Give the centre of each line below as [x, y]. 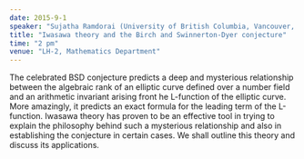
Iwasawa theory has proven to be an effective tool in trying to [160, 116]
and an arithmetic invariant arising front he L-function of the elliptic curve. [148, 97]
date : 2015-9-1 [38, 18]
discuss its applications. [55, 145]
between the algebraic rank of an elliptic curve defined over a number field [150, 87]
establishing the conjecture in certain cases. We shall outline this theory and [152, 135]
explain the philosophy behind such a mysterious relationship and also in [146, 126]
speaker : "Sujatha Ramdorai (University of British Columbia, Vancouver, [152, 26]
